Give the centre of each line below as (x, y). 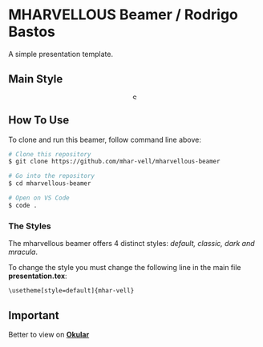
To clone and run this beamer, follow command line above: (105, 139)
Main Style (36, 79)
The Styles (30, 226)
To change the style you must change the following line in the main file (125, 268)
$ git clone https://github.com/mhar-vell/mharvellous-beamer (114, 162)
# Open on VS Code (39, 198)
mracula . (23, 252)
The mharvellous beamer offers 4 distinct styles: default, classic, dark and (131, 244)
